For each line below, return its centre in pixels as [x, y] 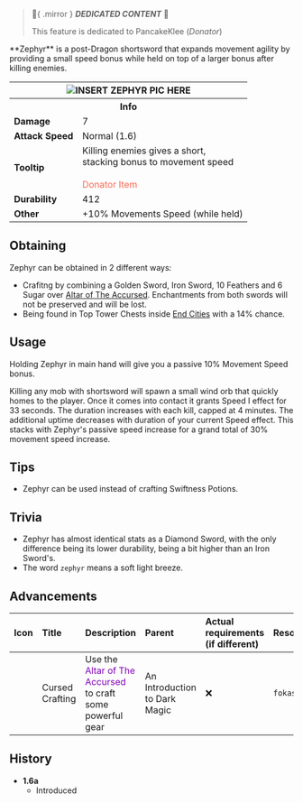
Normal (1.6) [110, 136]
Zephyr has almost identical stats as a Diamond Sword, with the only [149, 539]
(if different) [232, 644]
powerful [104, 715]
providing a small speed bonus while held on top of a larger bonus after [142, 58]
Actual [220, 622]
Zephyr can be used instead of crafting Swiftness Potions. [130, 489]
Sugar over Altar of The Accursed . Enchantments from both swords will [155, 294]
